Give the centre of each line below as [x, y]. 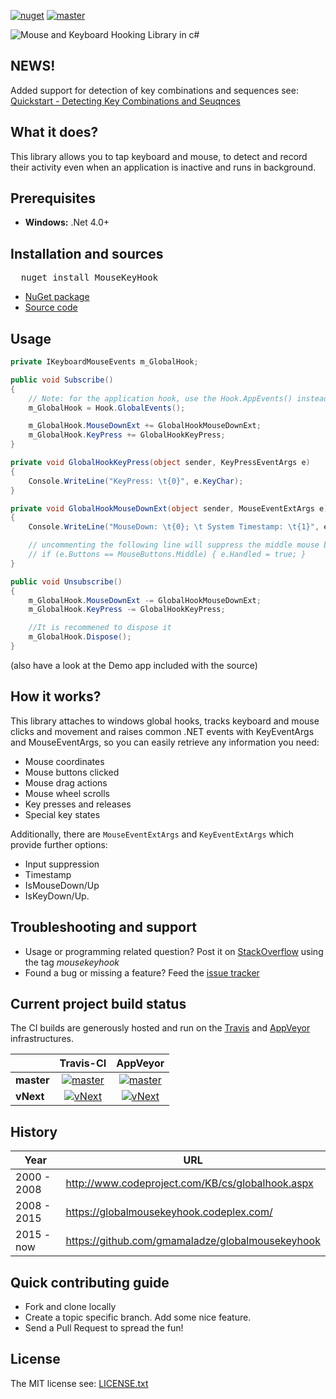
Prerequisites [53, 198]
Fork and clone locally [70, 1306]
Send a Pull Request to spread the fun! [104, 1328]
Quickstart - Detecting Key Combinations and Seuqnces [125, 101]
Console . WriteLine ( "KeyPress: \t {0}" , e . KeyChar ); [136, 481]
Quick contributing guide [90, 1282]
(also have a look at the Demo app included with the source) [134, 665]
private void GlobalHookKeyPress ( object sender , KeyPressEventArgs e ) [160, 463]
